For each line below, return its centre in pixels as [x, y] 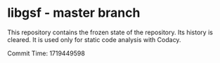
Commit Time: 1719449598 [46, 53]
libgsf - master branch [74, 13]
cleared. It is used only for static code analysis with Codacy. [94, 39]
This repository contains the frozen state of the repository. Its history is [110, 32]
